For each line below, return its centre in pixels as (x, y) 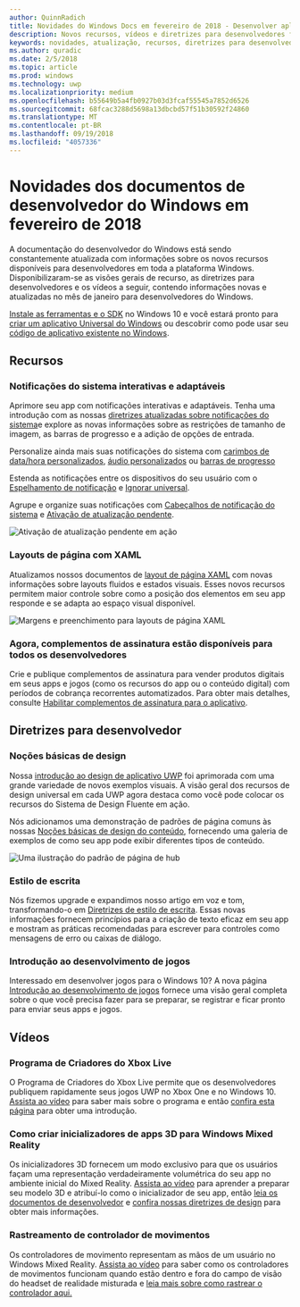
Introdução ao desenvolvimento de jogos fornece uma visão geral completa (148, 990)
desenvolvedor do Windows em (129, 205)
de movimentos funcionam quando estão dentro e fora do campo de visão (146, 1273)
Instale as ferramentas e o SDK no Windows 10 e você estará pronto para (144, 314)
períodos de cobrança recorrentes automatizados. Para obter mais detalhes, (150, 692)
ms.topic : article (43, 68)
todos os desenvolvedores (68, 655)
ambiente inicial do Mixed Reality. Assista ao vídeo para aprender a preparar (150, 1184)
